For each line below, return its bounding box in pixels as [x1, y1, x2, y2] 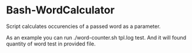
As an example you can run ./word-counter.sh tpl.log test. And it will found [6, 34, 187, 41]
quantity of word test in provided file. [6, 40, 96, 47]
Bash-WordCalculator [6, 3, 115, 17]
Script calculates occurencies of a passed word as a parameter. [6, 23, 161, 30]
